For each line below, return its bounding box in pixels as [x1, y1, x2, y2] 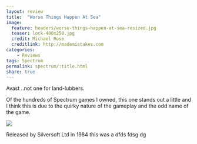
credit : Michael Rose [11, 36, 65, 42]
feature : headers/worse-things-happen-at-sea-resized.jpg [11, 25, 157, 31]
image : [6, 19, 22, 25]
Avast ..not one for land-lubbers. [6, 85, 85, 92]
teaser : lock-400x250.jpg [11, 31, 75, 36]
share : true [6, 69, 35, 75]
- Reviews [16, 52, 41, 58]
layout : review [6, 8, 44, 15]
